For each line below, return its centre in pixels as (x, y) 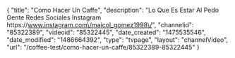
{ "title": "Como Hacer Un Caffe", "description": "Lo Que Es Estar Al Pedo (113, 10)
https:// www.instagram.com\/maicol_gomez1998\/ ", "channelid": (100, 25)
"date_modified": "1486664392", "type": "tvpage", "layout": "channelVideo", (117, 40)
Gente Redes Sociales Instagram (54, 17)
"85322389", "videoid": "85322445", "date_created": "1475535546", (106, 32)
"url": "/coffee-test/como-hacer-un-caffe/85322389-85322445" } (103, 47)
